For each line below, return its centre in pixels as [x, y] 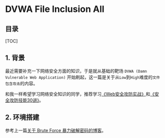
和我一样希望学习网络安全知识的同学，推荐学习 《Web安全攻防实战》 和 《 [80, 94]
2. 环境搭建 [22, 117]
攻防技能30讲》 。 [26, 100]
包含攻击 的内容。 [21, 83]
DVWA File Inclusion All [55, 9]
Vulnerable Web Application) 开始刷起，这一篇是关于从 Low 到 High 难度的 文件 [83, 77]
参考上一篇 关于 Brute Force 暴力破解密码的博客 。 [56, 130]
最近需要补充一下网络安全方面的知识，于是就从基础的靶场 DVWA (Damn [76, 71]
